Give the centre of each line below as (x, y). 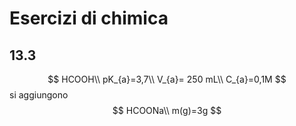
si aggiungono (39, 95)
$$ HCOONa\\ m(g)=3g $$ (167, 110)
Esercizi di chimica (89, 18)
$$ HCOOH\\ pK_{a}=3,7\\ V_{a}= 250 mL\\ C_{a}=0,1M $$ (167, 79)
